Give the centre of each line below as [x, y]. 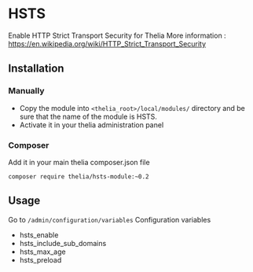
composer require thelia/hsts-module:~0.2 [79, 176]
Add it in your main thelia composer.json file [79, 162]
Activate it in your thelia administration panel [92, 125]
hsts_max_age [42, 252]
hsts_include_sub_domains [63, 243]
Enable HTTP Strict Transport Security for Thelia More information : [117, 35]
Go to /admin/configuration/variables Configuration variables [110, 219]
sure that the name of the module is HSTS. [88, 116]
